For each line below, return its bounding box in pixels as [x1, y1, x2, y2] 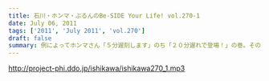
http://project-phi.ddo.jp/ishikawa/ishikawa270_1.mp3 [8, 63, 185, 73]
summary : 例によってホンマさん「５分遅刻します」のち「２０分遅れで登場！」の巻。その [8, 42, 262, 50]
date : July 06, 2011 [8, 19, 78, 27]
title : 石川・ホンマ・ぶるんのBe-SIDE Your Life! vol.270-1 [8, 11, 201, 20]
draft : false [8, 34, 52, 43]
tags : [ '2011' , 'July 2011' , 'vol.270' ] [8, 26, 146, 34]
